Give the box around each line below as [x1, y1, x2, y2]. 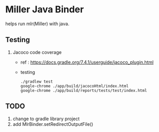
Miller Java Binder [5, 4, 84, 15]
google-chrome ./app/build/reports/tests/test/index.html [20, 88, 147, 93]
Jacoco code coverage [12, 49, 62, 55]
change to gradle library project [12, 116, 80, 122]
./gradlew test [20, 79, 53, 84]
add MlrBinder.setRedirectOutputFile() [12, 121, 93, 127]
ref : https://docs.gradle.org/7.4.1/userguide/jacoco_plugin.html [20, 59, 154, 65]
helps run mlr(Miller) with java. [5, 21, 70, 27]
